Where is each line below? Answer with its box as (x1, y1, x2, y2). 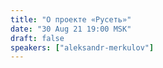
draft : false (10, 33, 65, 43)
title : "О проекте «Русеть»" (10, 14, 132, 25)
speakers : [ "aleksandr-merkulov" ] (10, 42, 155, 53)
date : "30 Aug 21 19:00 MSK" (10, 24, 132, 34)
